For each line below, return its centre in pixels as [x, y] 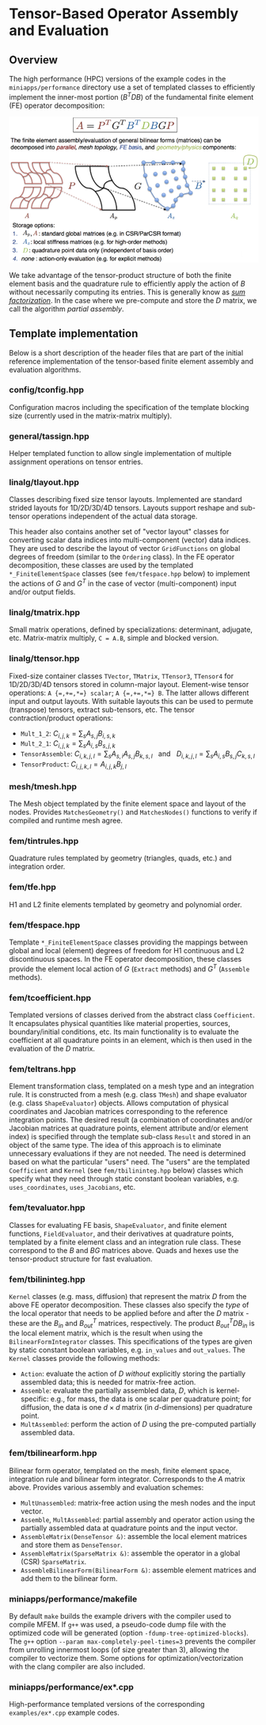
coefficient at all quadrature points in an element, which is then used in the [131, 1040]
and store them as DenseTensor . [72, 1545]
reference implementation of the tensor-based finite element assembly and [131, 361]
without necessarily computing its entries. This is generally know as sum [127, 292]
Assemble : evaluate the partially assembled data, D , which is [117, 1391]
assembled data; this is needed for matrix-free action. [108, 1382]
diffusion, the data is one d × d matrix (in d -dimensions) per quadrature [136, 1408]
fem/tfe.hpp [32, 887]
